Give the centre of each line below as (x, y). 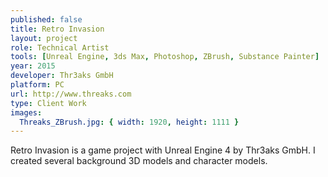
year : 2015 (33, 66)
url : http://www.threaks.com (71, 94)
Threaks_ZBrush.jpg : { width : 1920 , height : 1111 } (129, 122)
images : (26, 112)
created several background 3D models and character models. (139, 161)
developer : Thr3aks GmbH (62, 76)
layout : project (44, 38)
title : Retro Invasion (57, 29)
